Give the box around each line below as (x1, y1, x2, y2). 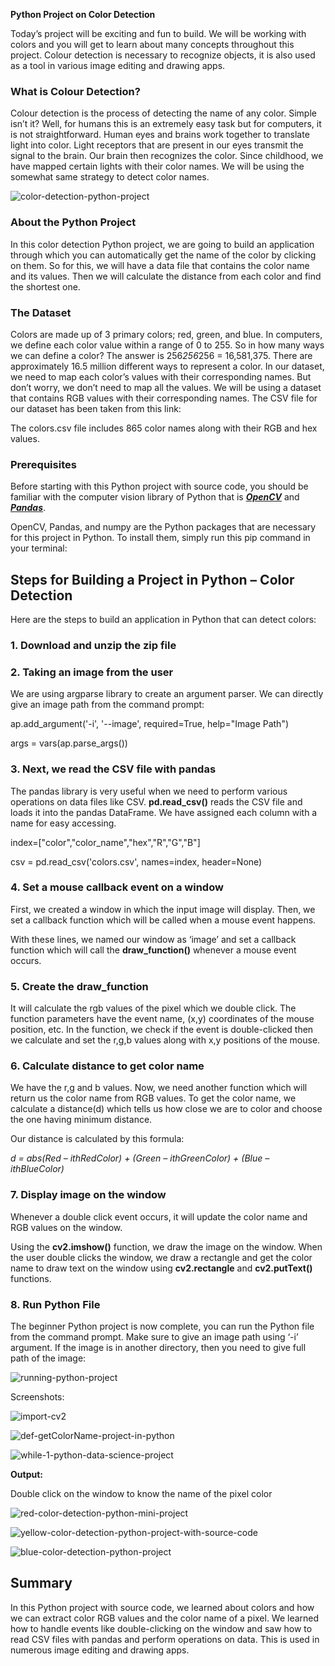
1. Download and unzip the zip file (10, 638, 177, 652)
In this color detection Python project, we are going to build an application (10, 238, 315, 250)
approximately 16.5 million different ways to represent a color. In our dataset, (10, 360, 325, 372)
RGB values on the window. (10, 1221, 123, 1233)
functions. (10, 1272, 52, 1284)
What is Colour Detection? (10, 84, 141, 98)
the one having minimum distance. (10, 1114, 153, 1126)
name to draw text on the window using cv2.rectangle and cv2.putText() (10, 1262, 313, 1274)
